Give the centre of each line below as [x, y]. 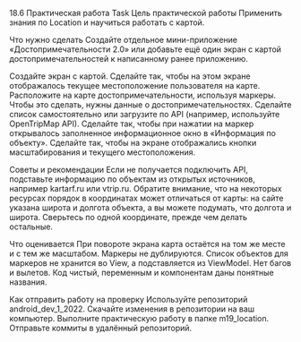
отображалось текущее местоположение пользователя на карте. [135, 85]
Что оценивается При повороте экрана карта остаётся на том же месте [147, 244]
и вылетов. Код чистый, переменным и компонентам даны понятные [142, 273]
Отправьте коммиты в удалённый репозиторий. [101, 328]
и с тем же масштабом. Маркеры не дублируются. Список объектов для [149, 253]
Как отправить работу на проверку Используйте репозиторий [129, 299]
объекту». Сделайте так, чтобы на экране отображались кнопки [133, 143]
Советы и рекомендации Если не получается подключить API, [129, 170]
